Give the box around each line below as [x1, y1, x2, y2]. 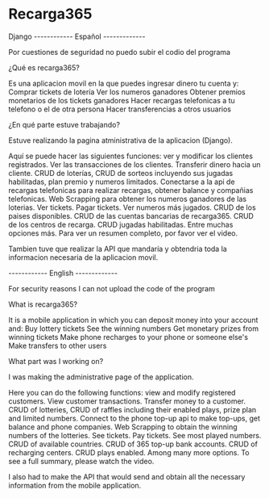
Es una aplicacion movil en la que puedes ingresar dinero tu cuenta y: [8, 78, 239, 88]
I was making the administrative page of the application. [8, 372, 194, 382]
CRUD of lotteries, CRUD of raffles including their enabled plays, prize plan [8, 404, 257, 414]
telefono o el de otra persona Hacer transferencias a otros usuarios [8, 104, 232, 114]
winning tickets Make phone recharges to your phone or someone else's [8, 332, 248, 341]
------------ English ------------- [8, 268, 118, 278]
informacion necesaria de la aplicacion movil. [8, 252, 159, 262]
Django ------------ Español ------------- [8, 31, 146, 41]
